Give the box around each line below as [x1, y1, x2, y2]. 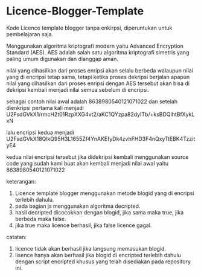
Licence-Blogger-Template [6, 4, 144, 18]
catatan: [6, 233, 27, 240]
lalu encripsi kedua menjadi [6, 129, 74, 136]
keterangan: [6, 178, 36, 185]
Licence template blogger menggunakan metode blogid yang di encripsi [14, 189, 194, 197]
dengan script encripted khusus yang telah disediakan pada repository [14, 258, 191, 265]
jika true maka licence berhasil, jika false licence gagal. [14, 222, 152, 229]
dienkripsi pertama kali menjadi [6, 104, 85, 111]
